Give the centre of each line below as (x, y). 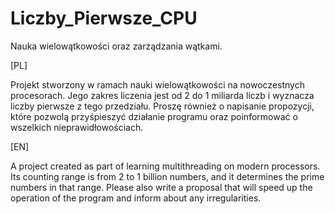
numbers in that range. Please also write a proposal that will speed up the (161, 187)
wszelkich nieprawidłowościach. (77, 127)
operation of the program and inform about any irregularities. (136, 198)
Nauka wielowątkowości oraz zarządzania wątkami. (116, 46)
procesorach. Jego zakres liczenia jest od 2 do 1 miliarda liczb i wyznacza (162, 95)
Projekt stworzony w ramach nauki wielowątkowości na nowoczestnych (157, 84)
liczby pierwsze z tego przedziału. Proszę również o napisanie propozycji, (162, 106)
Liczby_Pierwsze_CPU (104, 18)
